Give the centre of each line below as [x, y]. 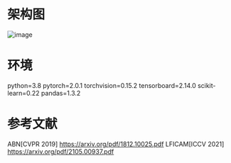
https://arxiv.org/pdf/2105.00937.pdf [61, 151]
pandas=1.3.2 [61, 93]
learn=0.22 [24, 93]
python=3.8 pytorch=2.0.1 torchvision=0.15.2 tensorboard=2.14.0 [102, 85]
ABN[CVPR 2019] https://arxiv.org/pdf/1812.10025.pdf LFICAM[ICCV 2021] [116, 144]
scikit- [207, 85]
